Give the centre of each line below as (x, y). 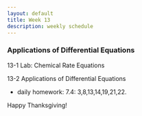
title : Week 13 (29, 20)
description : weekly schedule (50, 26)
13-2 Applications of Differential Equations (67, 78)
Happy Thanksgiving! (37, 105)
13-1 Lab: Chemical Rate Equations (56, 65)
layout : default (30, 13)
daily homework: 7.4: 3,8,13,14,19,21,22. (72, 92)
